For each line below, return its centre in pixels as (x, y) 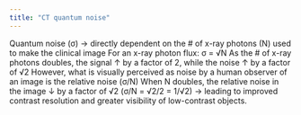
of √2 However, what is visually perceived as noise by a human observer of (148, 72)
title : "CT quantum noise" (60, 18)
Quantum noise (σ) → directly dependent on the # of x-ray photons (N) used (150, 43)
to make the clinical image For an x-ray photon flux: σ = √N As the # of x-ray (150, 53)
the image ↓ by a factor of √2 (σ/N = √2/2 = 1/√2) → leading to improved (144, 91)
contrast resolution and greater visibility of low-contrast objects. (128, 101)
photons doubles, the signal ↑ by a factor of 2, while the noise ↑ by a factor (150, 62)
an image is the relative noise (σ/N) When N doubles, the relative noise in (144, 81)
